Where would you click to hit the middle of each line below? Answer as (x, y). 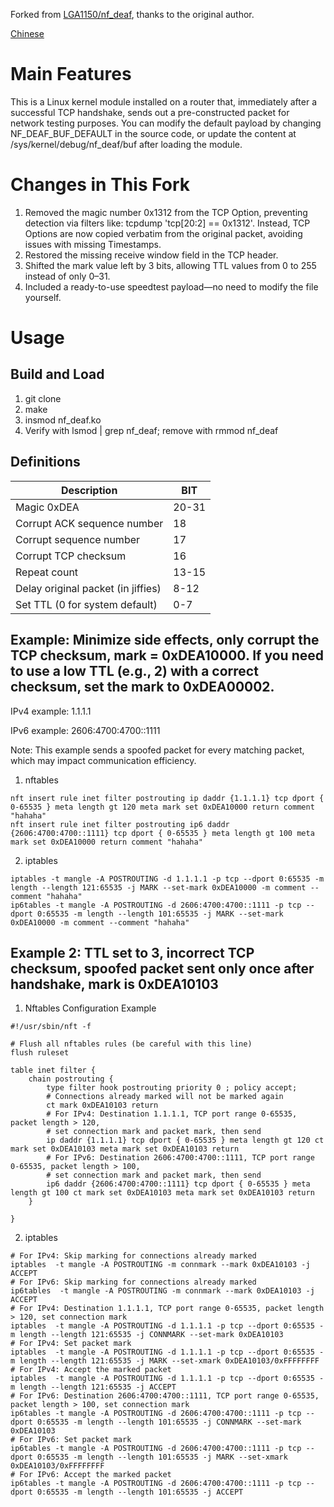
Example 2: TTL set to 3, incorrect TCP (132, 952)
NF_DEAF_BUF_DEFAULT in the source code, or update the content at (153, 133)
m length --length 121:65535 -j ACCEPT (93, 1387)
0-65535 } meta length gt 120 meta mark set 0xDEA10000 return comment (162, 807)
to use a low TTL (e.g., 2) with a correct (134, 671)
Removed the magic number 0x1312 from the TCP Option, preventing (166, 212)
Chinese (27, 33)
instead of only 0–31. (67, 276)
